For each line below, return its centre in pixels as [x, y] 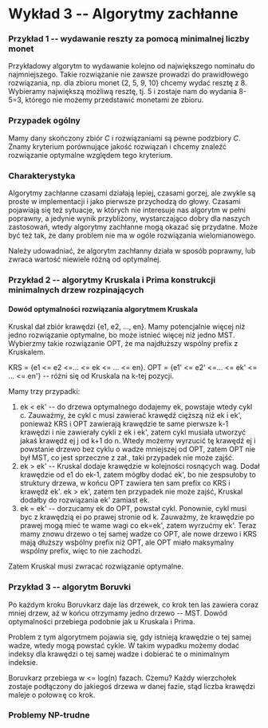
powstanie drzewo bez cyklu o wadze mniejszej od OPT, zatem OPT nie [138, 449]
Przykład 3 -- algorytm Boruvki [70, 587]
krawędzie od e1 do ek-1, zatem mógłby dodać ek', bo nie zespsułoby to [138, 474]
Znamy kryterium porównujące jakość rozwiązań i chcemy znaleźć [118, 146]
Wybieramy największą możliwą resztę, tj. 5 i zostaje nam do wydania [123, 92]
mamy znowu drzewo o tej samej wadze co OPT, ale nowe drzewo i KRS [138, 534]
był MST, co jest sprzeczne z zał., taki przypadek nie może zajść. [127, 458]
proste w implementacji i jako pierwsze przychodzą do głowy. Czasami [124, 202]
